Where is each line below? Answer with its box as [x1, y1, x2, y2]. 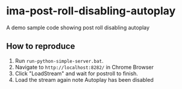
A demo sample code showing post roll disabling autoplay [6, 24, 149, 31]
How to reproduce [6, 41, 75, 51]
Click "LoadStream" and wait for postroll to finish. [14, 70, 139, 77]
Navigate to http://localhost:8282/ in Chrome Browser [14, 63, 154, 70]
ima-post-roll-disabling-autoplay [6, 4, 176, 18]
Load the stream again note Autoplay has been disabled [14, 76, 154, 83]
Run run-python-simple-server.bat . [14, 57, 104, 64]
